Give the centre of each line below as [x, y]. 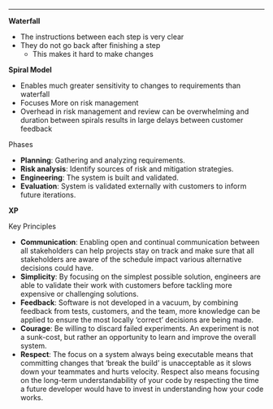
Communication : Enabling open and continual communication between [140, 242]
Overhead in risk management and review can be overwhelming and [134, 111]
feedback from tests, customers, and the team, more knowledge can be [140, 311]
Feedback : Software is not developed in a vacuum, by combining [129, 302]
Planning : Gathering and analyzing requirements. [102, 160]
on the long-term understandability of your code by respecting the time [139, 380]
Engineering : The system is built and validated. [99, 177]
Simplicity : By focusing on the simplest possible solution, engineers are [141, 276]
